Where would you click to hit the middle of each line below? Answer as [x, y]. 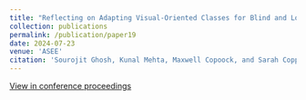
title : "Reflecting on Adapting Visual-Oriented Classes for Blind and [148, 18]
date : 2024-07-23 [42, 43]
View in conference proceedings [71, 86]
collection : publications [58, 26]
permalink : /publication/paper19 [73, 35]
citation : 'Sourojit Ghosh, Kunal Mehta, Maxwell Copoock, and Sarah [144, 60]
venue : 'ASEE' [36, 52]
